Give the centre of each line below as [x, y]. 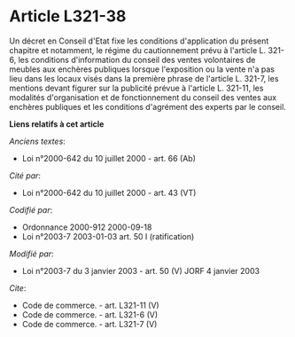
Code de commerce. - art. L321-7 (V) [89, 324]
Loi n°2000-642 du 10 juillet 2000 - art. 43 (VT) [109, 192]
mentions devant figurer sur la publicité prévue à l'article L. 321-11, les [136, 88]
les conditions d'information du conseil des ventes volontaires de [137, 59]
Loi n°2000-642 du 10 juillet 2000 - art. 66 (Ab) [109, 158]
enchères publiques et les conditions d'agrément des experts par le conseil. [147, 106]
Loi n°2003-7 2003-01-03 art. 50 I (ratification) [108, 236]
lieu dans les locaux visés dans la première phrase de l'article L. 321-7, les [144, 78]
